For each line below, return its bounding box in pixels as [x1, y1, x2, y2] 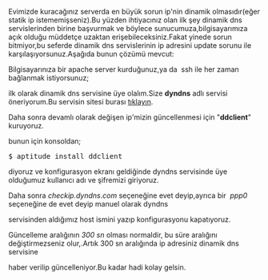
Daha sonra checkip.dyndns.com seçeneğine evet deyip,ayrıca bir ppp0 [8, 191, 248, 200]
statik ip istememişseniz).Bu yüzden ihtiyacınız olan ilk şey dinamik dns [8, 15, 242, 25]
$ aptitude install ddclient [8, 152, 122, 160]
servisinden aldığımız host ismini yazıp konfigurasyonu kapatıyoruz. [8, 215, 231, 224]
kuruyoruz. [8, 121, 44, 130]
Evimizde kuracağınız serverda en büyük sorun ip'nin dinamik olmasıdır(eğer [8, 7, 260, 16]
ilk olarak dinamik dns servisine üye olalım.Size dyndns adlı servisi [8, 89, 228, 98]
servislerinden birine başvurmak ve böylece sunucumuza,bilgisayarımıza [8, 24, 248, 33]
